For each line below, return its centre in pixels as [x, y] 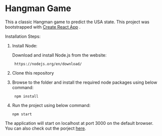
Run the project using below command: [51, 105]
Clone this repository [33, 73]
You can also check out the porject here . [46, 128]
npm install [26, 96]
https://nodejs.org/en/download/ [48, 64]
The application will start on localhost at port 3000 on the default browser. [79, 123]
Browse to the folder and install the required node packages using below [85, 82]
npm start [22, 114]
